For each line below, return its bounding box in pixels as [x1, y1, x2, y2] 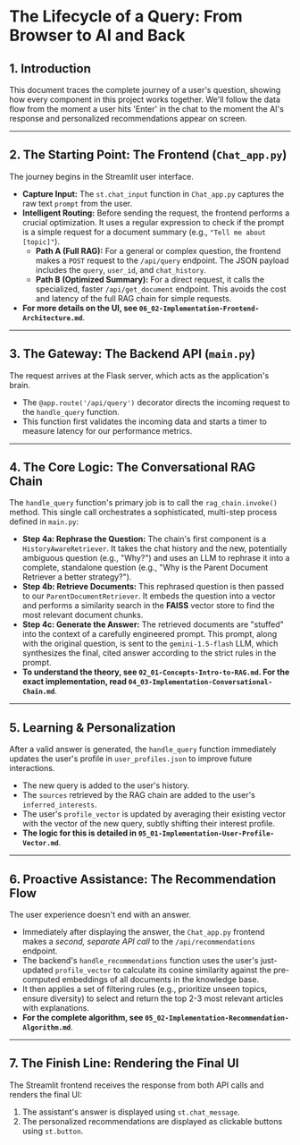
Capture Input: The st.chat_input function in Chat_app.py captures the [21, 188, 284, 199]
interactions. [9, 763, 55, 774]
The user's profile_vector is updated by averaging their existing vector [21, 809, 287, 819]
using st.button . [21, 1125, 84, 1136]
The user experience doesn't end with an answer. [9, 910, 192, 920]
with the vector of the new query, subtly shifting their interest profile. [21, 818, 275, 829]
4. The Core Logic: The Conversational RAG [9, 460, 256, 475]
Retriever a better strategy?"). [21, 572, 132, 582]
